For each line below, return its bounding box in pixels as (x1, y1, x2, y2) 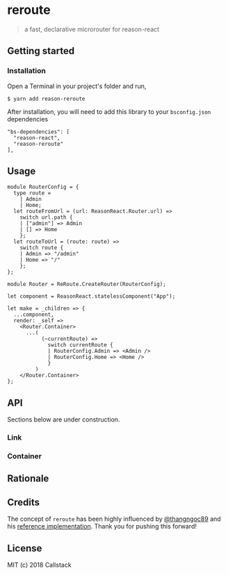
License (7, 542, 42, 554)
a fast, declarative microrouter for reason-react (24, 25, 160, 33)
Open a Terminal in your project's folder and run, (7, 82, 147, 90)
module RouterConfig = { (7, 183, 79, 191)
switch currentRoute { (47, 342, 113, 349)
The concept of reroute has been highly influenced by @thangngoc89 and (7, 515, 221, 523)
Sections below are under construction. (7, 415, 120, 424)
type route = (13, 190, 51, 197)
